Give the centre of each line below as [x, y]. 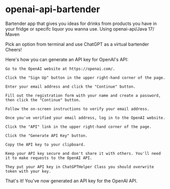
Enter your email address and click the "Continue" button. [71, 87]
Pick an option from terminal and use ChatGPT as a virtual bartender [77, 44]
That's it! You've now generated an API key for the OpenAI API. [71, 181]
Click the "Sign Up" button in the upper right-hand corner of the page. [86, 77]
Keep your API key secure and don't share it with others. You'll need [83, 153]
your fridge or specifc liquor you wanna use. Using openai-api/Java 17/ [80, 29]
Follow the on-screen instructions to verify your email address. [77, 109]
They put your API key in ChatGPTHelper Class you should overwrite [80, 167]
